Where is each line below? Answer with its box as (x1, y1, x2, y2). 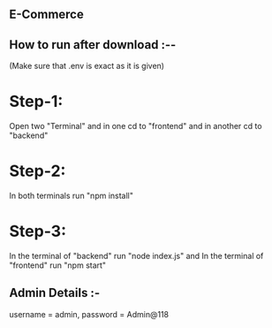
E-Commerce (9, 7, 84, 22)
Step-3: (9, 221, 67, 241)
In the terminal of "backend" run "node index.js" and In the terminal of (9, 251, 264, 262)
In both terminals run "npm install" (9, 190, 134, 202)
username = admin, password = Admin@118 (9, 309, 170, 319)
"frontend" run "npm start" (9, 260, 107, 271)
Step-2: (9, 161, 66, 181)
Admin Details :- (9, 286, 100, 301)
